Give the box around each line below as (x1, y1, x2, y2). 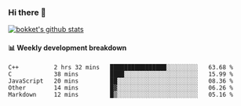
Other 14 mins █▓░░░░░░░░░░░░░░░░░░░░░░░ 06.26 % (8, 83, 234, 92)
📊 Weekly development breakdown (8, 43, 127, 52)
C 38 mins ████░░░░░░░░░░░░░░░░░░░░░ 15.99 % (8, 70, 234, 78)
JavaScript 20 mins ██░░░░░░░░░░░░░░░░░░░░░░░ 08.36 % (8, 77, 234, 85)
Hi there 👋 (8, 7, 47, 18)
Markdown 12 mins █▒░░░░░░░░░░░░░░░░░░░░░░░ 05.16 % (8, 90, 234, 98)
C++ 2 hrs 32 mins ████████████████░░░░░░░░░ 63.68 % (8, 63, 234, 71)
